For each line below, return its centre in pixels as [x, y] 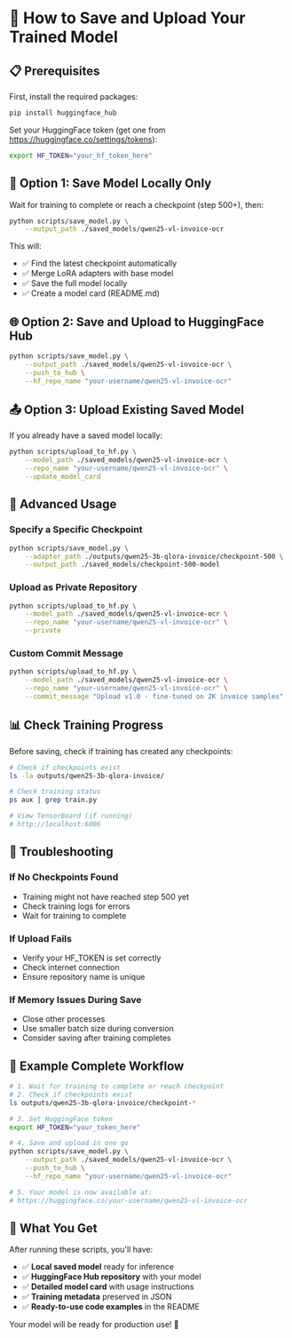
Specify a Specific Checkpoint [76, 530]
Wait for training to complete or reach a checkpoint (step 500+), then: [137, 204]
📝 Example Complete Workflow [97, 1066]
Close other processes [63, 1019]
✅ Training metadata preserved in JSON [97, 1297]
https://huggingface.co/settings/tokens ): [83, 139]
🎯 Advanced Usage [63, 504]
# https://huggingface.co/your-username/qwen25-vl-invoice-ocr [129, 1200]
